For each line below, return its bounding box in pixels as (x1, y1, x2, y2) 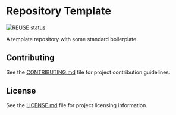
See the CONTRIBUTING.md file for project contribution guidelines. (6, 69, 171, 76)
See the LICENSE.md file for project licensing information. (6, 101, 147, 108)
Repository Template (6, 4, 112, 18)
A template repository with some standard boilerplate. (6, 35, 138, 42)
